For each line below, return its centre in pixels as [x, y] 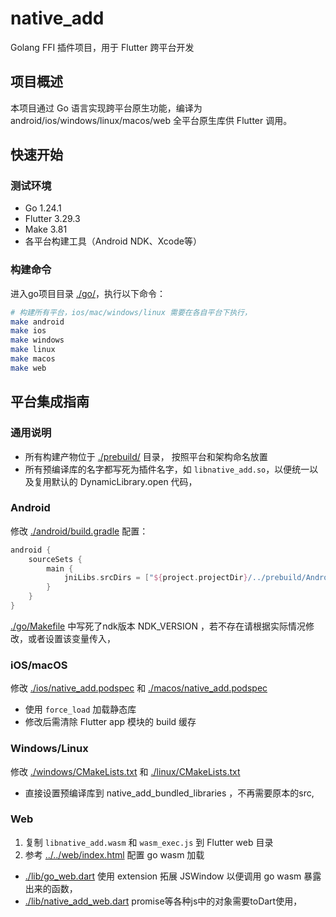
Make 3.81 [46, 229]
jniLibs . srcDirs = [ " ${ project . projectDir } [155, 578]
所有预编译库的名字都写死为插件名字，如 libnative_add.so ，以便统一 [167, 469]
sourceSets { [55, 559]
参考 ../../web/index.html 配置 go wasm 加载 [114, 854]
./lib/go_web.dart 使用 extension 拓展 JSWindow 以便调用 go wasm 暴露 [173, 876]
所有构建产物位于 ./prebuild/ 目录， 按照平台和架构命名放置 [146, 456]
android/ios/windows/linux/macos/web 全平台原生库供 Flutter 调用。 [151, 120]
